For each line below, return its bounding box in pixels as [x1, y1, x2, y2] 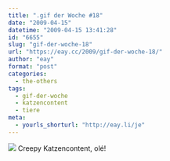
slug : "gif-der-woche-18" [8, 41, 92, 49]
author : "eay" [8, 56, 55, 64]
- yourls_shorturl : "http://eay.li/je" [15, 121, 146, 129]
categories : [8, 70, 47, 78]
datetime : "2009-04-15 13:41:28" [8, 26, 118, 34]
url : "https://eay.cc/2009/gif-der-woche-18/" [8, 48, 163, 56]
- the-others [15, 77, 58, 85]
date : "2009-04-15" [8, 19, 72, 27]
